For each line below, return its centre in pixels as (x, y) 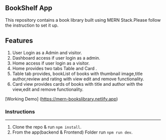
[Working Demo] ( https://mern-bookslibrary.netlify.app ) (62, 99)
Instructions (20, 111)
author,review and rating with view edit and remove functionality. (78, 79)
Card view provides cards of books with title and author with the (78, 84)
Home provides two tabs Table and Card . (55, 68)
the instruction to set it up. (32, 25)
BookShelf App (29, 8)
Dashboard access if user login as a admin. (56, 58)
